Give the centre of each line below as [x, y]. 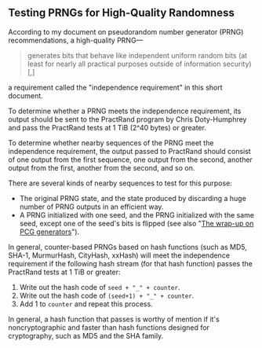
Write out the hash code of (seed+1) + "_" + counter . [107, 295]
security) [237, 64]
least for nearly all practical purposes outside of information [124, 64]
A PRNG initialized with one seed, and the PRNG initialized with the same [137, 214]
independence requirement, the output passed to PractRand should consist [129, 151]
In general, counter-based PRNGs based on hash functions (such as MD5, [127, 247]
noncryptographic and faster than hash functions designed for [109, 327]
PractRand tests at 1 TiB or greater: [64, 272]
